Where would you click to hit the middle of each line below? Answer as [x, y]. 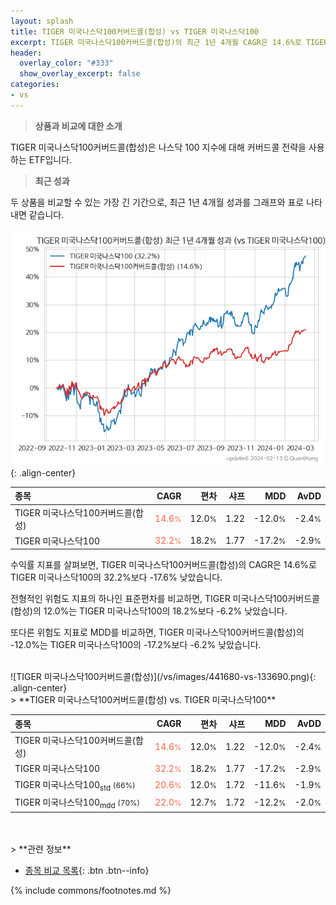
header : [26, 53]
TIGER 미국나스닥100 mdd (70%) [77, 803]
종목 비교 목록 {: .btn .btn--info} [87, 870]
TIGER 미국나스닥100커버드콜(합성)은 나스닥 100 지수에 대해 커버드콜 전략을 [158, 147]
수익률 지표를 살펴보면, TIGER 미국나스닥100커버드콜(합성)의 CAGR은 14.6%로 [163, 565]
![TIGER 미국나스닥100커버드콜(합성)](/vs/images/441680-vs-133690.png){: [163, 677]
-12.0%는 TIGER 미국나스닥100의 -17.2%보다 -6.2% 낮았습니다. [136, 645]
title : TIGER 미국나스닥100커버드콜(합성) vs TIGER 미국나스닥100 [134, 31]
